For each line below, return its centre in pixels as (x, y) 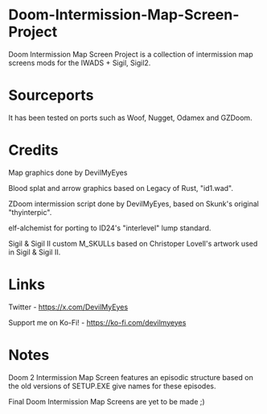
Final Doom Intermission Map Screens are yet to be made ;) (107, 401)
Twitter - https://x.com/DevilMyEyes (68, 307)
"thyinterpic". (30, 212)
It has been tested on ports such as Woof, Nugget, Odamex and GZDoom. (130, 118)
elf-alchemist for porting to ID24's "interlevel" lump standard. (110, 228)
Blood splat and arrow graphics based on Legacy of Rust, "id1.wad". (121, 188)
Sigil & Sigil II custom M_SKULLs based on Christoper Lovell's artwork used (133, 243)
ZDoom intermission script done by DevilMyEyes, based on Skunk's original (133, 204)
